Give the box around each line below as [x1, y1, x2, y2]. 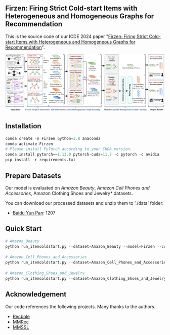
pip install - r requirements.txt [5, 157, 76, 163]
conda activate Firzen [5, 141, 53, 146]
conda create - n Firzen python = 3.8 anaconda [5, 136, 101, 141]
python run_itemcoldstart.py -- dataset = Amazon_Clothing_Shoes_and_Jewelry [5, 276, 166, 281]
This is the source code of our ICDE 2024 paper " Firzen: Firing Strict [5, 33, 148, 40]
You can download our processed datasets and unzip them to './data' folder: [5, 200, 164, 206]
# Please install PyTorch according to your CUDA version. [5, 146, 133, 152]
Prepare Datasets [5, 171, 62, 180]
